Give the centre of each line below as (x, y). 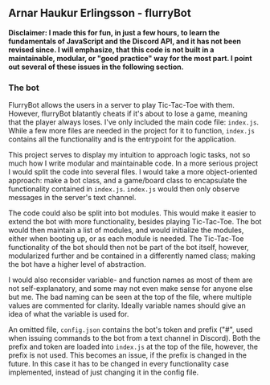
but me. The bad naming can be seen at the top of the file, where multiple (130, 297)
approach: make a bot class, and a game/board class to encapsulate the (128, 181)
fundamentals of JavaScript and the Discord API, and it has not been (125, 41)
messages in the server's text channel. (72, 198)
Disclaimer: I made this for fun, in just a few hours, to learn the (114, 32)
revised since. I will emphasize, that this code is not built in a (111, 49)
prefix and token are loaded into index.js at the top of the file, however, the (133, 347)
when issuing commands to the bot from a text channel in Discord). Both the (135, 338)
